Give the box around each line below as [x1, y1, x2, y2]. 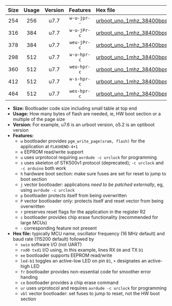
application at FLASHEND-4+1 [20, 144, 78, 149]
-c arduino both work [20, 165, 67, 171]
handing [20, 274, 38, 280]
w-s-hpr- [69, 76, 91, 81]
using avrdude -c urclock [20, 187, 75, 193]
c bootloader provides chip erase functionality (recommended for [20, 214, 159, 220]
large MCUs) [20, 220, 48, 226]
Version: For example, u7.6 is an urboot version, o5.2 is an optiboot [12, 121, 155, 128]
